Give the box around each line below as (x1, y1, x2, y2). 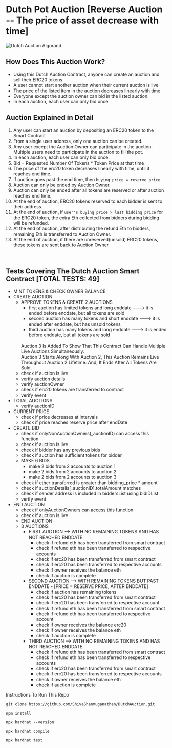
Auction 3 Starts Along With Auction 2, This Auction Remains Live (20, 354, 159, 360)
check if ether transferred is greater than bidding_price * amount (20, 479, 158, 486)
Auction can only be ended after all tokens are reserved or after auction (13, 187, 164, 193)
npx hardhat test (6, 738, 43, 743)
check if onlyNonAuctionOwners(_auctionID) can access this (20, 431, 149, 437)
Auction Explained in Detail (6, 113, 94, 122)
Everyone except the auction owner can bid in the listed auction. (13, 93, 149, 99)
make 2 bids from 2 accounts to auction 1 (28, 463, 116, 469)
